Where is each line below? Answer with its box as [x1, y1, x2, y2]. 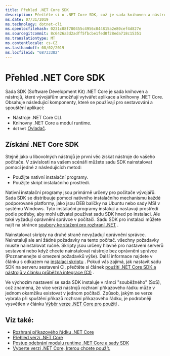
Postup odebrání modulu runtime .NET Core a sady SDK [12, 340, 130, 346]
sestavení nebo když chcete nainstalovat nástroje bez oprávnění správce [5, 248, 157, 254]
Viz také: [5, 315, 34, 324]
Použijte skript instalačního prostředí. [12, 180, 90, 186]
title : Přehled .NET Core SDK [5, 7, 69, 13]
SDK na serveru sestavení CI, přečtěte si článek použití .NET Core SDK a [5, 264, 156, 270]
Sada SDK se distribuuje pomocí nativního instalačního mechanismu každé [5, 195, 161, 201]
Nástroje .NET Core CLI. [12, 115, 63, 121]
